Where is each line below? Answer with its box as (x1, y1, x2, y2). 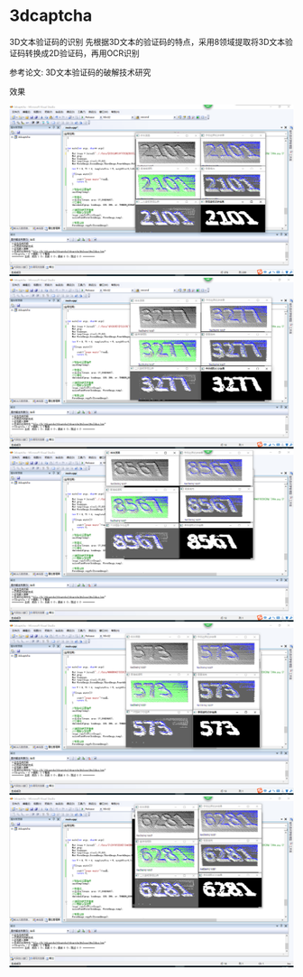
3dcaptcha (9, 5, 93, 26)
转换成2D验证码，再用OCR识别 (24, 47, 140, 59)
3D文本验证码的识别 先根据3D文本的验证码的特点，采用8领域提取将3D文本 (9, 36, 286, 47)
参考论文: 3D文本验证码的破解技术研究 (9, 67, 151, 78)
